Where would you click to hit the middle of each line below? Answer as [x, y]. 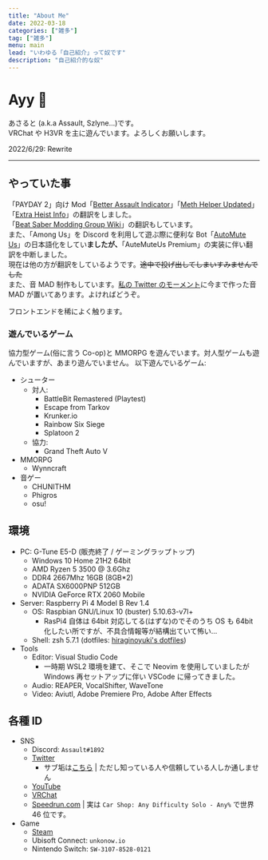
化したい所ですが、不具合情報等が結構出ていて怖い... [130, 631]
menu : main [26, 46]
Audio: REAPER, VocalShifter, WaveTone [97, 685]
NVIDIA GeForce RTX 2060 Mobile [88, 594]
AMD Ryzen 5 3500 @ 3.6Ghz [81, 569]
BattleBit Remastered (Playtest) [95, 398]
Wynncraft [49, 468]
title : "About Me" [39, 16]
